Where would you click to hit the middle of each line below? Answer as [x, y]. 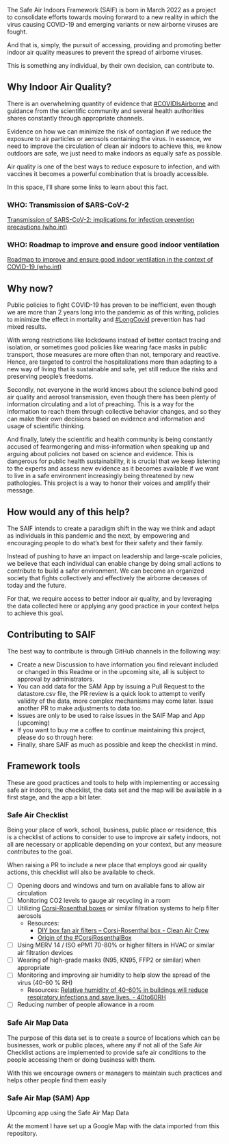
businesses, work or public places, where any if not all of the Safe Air [105, 1045]
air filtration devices [45, 953]
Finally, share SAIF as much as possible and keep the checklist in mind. [117, 744]
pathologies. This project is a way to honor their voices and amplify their [109, 483]
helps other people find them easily [57, 1080]
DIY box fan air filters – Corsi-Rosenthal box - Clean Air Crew [123, 930]
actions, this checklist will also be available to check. [81, 872]
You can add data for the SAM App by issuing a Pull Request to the [111, 686]
